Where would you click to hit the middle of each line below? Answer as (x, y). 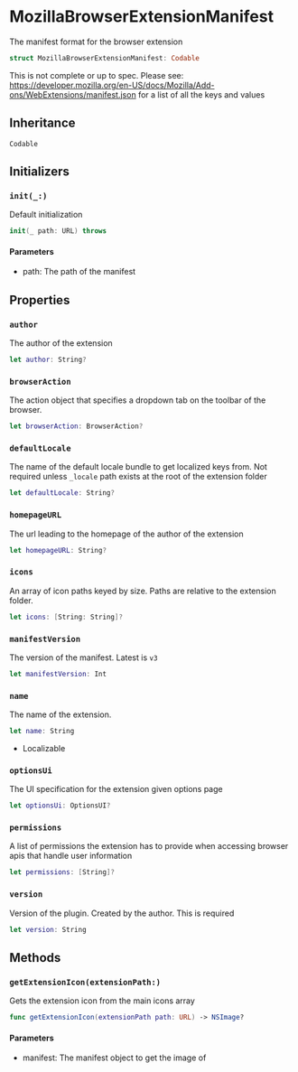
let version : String (48, 929)
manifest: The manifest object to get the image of (114, 1058)
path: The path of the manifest (79, 272)
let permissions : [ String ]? (62, 872)
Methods (35, 958)
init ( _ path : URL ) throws (58, 231)
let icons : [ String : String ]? (66, 617)
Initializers (40, 172)
